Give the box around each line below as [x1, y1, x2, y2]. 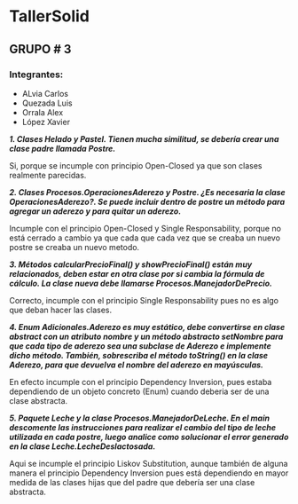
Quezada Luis [21, 98, 73, 108]
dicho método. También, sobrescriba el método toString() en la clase [9, 350, 269, 360]
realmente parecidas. [9, 169, 87, 180]
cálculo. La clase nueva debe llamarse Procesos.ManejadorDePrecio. [9, 278, 273, 288]
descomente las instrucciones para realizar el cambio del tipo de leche [9, 421, 277, 432]
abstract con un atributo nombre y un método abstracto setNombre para [9, 331, 284, 342]
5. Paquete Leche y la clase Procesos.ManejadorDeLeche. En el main [9, 413, 271, 423]
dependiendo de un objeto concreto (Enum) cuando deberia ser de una [9, 386, 270, 397]
